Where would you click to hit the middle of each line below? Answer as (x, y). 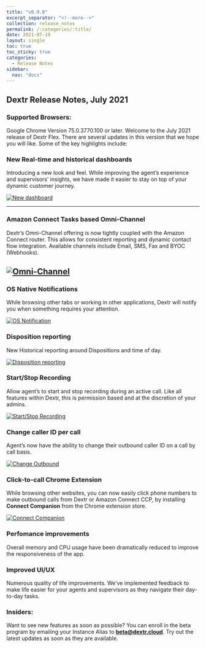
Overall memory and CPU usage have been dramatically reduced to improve (102, 547)
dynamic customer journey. (41, 186)
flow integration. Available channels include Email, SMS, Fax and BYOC (96, 245)
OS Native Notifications (42, 289)
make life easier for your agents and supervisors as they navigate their (95, 589)
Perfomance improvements (48, 534)
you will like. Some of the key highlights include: (67, 143)
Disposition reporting (39, 337)
